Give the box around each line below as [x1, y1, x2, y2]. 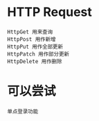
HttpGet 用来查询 [7, 29, 53, 35]
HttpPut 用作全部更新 [7, 43, 64, 50]
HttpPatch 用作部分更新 [7, 50, 69, 58]
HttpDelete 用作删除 [7, 58, 62, 65]
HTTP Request [7, 4, 92, 20]
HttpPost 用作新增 [7, 35, 56, 42]
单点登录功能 [7, 108, 39, 115]
